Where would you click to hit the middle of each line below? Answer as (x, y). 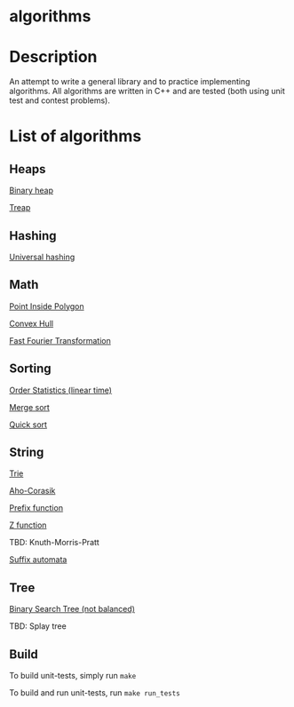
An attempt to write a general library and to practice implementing (130, 82)
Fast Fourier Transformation (60, 340)
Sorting (30, 369)
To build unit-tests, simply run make (73, 675)
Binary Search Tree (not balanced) (72, 609)
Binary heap (31, 191)
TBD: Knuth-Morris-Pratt (54, 543)
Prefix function (36, 508)
